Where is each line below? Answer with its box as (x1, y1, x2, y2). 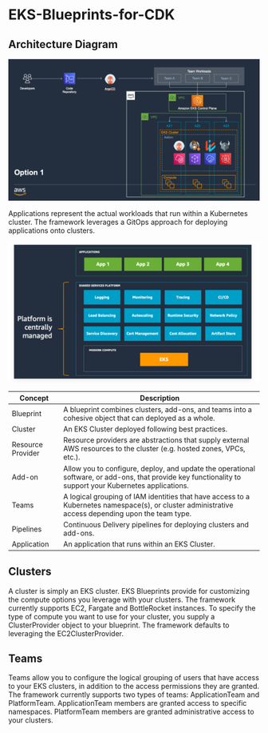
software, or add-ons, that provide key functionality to (63, 472, 242, 482)
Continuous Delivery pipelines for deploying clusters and (63, 520, 250, 530)
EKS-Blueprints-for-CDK (8, 6, 175, 24)
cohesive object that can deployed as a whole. (63, 413, 215, 423)
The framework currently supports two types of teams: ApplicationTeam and (8, 690, 260, 699)
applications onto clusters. (8, 226, 96, 235)
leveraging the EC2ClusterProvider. (8, 628, 124, 638)
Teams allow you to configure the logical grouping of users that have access (8, 673, 259, 683)
